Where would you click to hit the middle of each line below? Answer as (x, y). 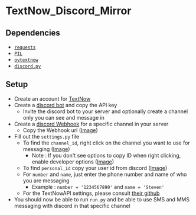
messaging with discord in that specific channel (72, 206)
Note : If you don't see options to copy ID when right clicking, (106, 155)
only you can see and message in (63, 117)
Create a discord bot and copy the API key (66, 105)
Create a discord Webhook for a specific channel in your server (91, 124)
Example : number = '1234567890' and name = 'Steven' (98, 187)
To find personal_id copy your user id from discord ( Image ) (95, 168)
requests (25, 47)
